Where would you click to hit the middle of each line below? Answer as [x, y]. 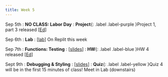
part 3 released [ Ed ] [26, 29]
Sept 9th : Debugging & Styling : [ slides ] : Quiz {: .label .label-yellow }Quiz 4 [84, 64]
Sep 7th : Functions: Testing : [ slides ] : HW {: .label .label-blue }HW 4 [77, 49]
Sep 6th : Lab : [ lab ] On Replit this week [46, 39]
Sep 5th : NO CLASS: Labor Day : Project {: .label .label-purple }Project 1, [81, 24]
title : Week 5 [20, 10]
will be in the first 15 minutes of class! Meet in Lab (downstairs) [70, 69]
